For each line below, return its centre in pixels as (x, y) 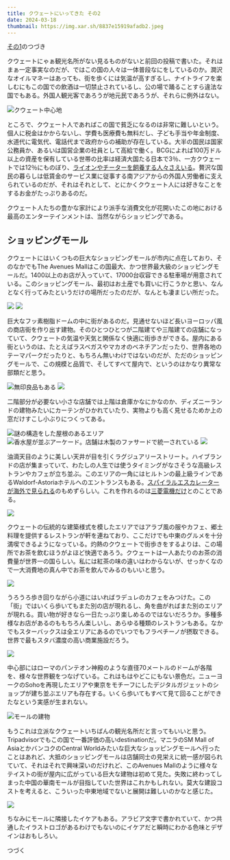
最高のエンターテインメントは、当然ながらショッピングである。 (97, 216)
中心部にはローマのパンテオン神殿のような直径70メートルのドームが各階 (110, 668)
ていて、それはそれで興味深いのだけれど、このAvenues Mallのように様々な (112, 765)
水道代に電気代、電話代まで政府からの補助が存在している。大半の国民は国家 (115, 142)
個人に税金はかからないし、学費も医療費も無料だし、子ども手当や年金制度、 (115, 133)
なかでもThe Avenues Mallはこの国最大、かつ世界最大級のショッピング (113, 267)
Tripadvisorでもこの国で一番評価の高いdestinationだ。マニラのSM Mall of (111, 740)
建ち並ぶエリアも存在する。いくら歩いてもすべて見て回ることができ (126, 693)
